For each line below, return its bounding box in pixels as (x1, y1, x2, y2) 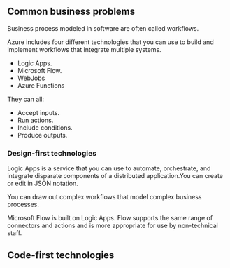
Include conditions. (17, 123, 73, 132)
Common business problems (7, 6, 136, 18)
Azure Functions (17, 81, 65, 90)
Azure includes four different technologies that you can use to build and (7, 38, 215, 46)
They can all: (7, 95, 44, 103)
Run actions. (17, 116, 54, 124)
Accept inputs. (17, 108, 60, 116)
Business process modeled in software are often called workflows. (7, 24, 199, 32)
